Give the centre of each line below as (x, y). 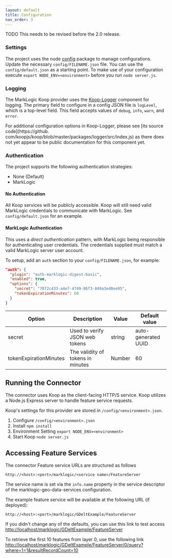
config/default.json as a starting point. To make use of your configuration (84, 69)
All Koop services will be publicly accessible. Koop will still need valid (79, 205)
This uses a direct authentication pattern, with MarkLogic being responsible (85, 239)
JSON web (83, 337)
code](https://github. (27, 131)
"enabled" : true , (28, 279)
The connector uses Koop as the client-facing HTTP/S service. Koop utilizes (86, 395)
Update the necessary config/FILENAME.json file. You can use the (74, 64)
